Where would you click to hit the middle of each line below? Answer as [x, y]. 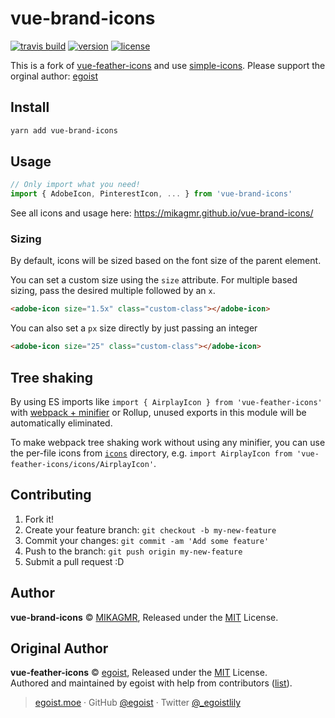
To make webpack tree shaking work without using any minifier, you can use [168, 443]
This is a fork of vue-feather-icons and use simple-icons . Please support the [168, 65]
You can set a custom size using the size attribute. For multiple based [154, 280]
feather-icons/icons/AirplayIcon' [82, 465]
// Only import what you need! [75, 185]
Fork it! [39, 519]
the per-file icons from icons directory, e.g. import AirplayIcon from [151, 453]
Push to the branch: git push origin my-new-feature [133, 551]
